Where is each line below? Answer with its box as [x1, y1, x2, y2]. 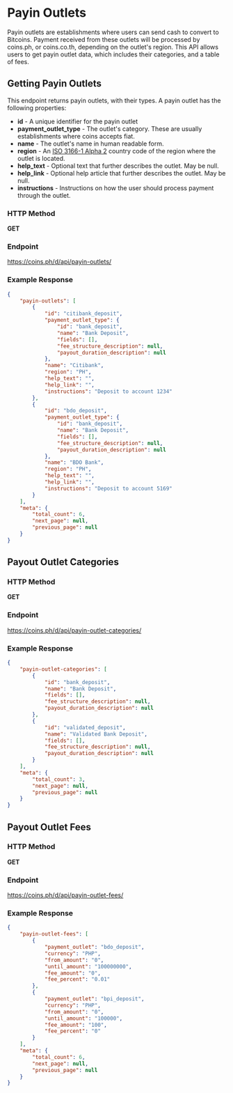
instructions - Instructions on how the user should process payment [17, 183, 214, 192]
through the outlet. [17, 191, 71, 199]
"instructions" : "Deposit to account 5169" [44, 485, 172, 492]
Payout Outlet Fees [7, 821, 92, 833]
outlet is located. [17, 154, 65, 162]
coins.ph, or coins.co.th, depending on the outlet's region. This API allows [7, 42, 219, 51]
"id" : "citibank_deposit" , [44, 310, 123, 318]
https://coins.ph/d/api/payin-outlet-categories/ [7, 626, 142, 635]
